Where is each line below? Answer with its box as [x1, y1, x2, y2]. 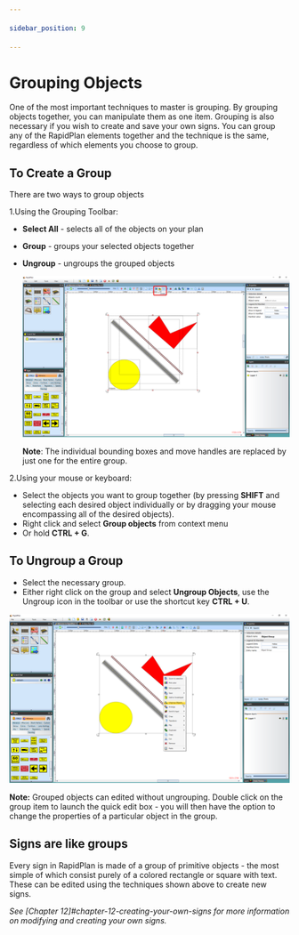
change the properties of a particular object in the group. [9, 810, 218, 821]
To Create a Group [9, 165, 112, 181]
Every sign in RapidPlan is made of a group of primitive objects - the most [9, 859, 279, 871]
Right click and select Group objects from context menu [21, 518, 229, 528]
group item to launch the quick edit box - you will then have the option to [9, 801, 276, 811]
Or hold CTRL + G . [21, 528, 90, 538]
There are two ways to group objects [9, 189, 145, 200]
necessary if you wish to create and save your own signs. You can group [9, 121, 276, 132]
